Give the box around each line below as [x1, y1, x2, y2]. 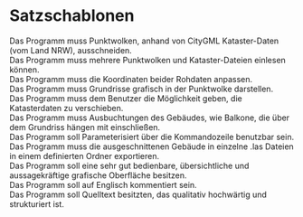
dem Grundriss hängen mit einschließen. [9, 121, 161, 132]
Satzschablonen [9, 5, 135, 26]
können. [9, 64, 40, 75]
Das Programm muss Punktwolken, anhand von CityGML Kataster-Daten [9, 35, 279, 46]
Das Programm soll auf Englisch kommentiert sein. [9, 179, 197, 190]
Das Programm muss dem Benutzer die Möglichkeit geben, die [9, 92, 242, 104]
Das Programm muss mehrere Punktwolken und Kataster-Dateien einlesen [9, 54, 287, 65]
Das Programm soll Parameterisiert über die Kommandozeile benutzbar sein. [9, 131, 295, 142]
